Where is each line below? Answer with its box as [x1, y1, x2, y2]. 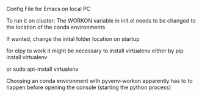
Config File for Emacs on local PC [6, 5, 91, 12]
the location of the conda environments [6, 24, 106, 31]
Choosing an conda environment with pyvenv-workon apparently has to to [6, 77, 193, 84]
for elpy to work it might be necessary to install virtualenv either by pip [6, 47, 184, 54]
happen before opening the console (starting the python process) [6, 84, 171, 91]
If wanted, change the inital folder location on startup [6, 35, 140, 42]
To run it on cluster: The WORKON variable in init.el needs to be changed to [6, 17, 197, 24]
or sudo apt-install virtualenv [6, 65, 79, 73]
